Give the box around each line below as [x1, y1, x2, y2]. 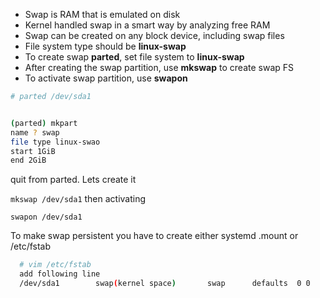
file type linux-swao [10, 137, 101, 147]
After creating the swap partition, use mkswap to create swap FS [24, 62, 294, 73]
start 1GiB [10, 146, 56, 156]
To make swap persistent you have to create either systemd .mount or [10, 230, 299, 242]
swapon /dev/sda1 [10, 212, 83, 223]
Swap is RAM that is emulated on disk [24, 9, 181, 20]
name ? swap [10, 127, 60, 138]
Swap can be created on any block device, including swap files [24, 30, 285, 41]
